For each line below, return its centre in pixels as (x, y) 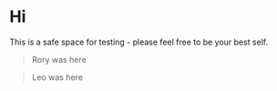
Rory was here (59, 59)
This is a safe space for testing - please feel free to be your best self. (139, 42)
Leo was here (57, 77)
